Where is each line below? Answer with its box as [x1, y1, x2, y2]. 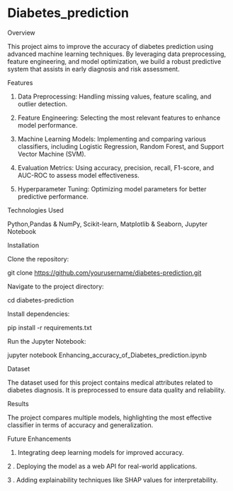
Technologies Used [7, 205, 64, 214]
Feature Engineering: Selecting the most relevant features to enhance [17, 113, 221, 122]
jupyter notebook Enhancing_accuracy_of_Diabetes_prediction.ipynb [7, 351, 207, 359]
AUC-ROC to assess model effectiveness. [17, 171, 140, 179]
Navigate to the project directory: [7, 282, 104, 290]
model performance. [17, 120, 78, 129]
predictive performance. [17, 192, 89, 201]
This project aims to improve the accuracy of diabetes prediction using [7, 42, 214, 50]
